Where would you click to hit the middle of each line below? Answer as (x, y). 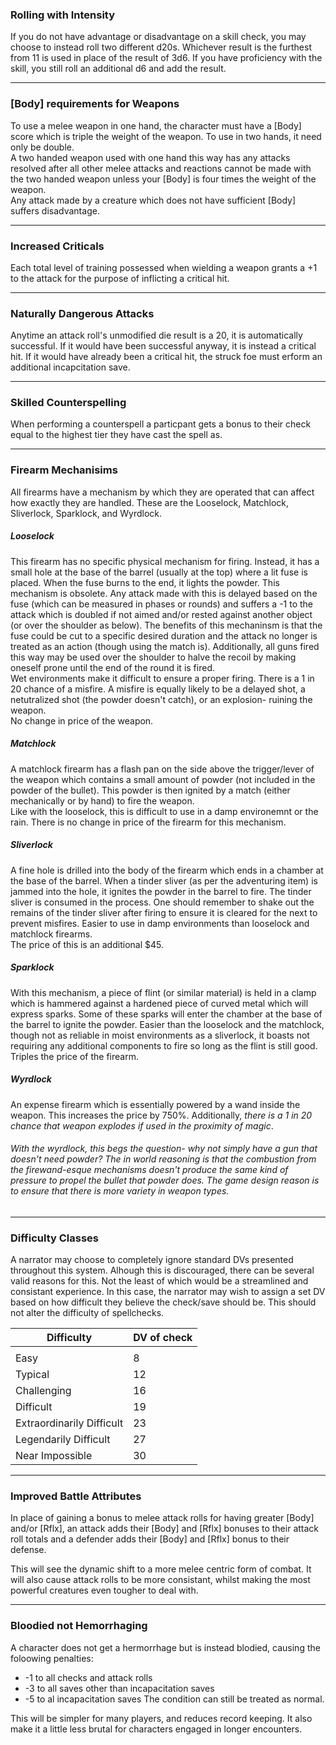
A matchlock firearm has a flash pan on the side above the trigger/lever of (162, 769)
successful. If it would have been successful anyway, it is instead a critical (163, 346)
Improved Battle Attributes (76, 1496)
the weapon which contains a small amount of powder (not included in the (163, 779)
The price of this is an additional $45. (87, 944)
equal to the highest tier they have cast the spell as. (116, 435)
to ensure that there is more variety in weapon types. (120, 1191)
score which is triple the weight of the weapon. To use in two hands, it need (166, 136)
